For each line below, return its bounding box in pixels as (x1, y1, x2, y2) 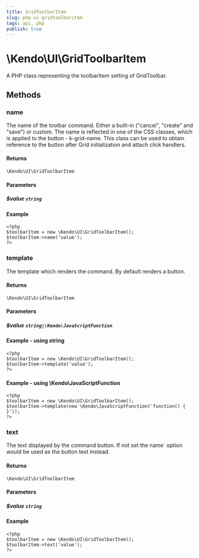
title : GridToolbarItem (6, 9, 67, 15)
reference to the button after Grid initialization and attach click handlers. (6, 141, 186, 148)
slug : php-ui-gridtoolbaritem (6, 15, 83, 21)
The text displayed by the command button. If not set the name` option (6, 441, 183, 449)
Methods (6, 89, 41, 100)
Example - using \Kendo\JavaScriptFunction (6, 379, 120, 386)
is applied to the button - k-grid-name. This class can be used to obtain (6, 134, 185, 141)
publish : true (6, 26, 42, 32)
